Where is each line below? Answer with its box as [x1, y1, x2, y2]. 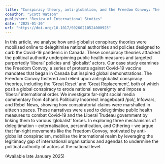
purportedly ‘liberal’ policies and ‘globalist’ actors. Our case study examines [5, 60, 159, 66]
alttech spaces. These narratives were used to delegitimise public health [5, 107, 153, 113]
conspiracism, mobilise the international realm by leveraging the [23, 133, 154, 139]
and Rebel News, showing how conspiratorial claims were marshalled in [5, 102, 150, 108]
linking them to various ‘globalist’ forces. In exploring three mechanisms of [5, 118, 156, 124]
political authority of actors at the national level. [5, 144, 102, 150]
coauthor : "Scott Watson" [5, 12, 58, 17]
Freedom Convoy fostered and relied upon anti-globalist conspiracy [5, 76, 143, 82]
